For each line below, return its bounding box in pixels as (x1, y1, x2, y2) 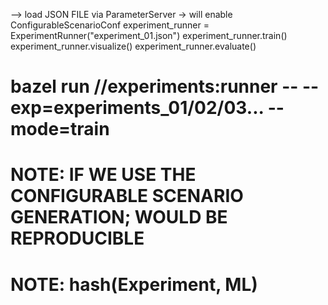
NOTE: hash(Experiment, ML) (10, 273, 258, 296)
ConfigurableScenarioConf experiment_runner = (10, 19, 210, 31)
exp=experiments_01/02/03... (10, 97, 265, 119)
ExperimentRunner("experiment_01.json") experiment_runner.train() (10, 30, 288, 41)
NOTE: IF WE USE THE (10, 164, 197, 186)
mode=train (10, 118, 110, 141)
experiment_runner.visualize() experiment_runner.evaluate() (10, 40, 257, 52)
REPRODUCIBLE (10, 227, 145, 250)
